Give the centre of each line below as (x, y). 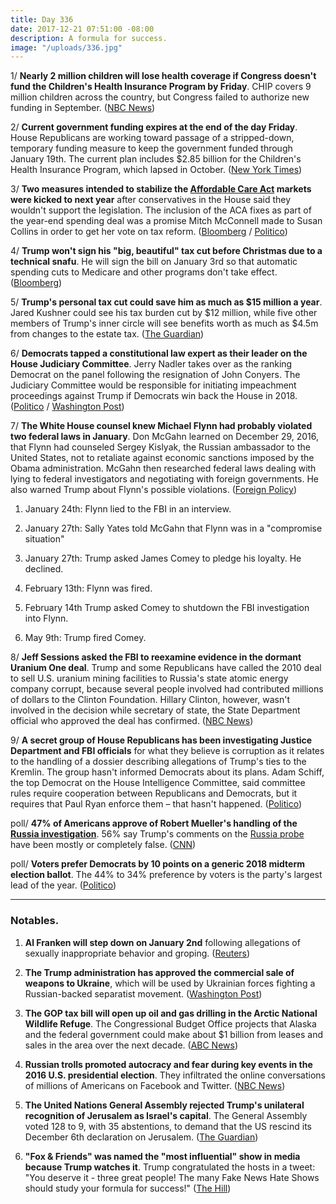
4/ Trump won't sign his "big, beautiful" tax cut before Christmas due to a (166, 251)
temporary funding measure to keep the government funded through (151, 148)
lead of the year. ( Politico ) (63, 885)
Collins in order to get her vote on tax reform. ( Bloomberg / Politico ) (149, 232)
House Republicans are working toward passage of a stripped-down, (152, 138)
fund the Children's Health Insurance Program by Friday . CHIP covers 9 (161, 87)
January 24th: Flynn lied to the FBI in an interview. (128, 509)
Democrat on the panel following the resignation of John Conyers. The (155, 375)
